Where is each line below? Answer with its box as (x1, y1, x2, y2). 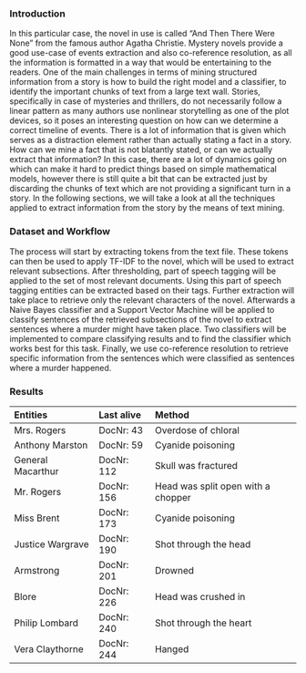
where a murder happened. (9, 362, 112, 373)
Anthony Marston (14, 439, 88, 451)
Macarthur (14, 464, 59, 477)
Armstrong (14, 564, 60, 576)
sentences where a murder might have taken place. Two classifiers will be (9, 323, 287, 335)
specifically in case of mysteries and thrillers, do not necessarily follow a (9, 96, 282, 107)
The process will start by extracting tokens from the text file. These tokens (9, 245, 289, 257)
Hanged (154, 642, 189, 655)
